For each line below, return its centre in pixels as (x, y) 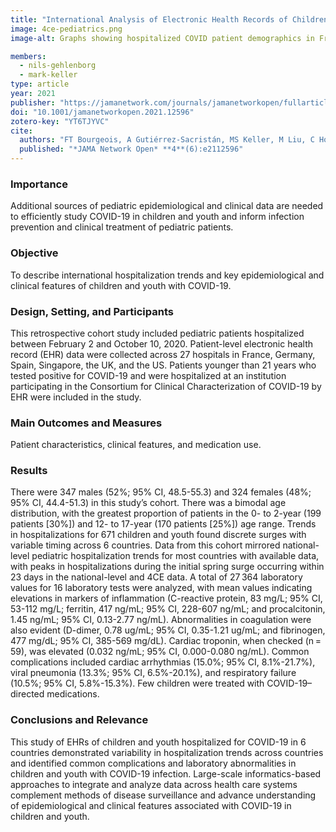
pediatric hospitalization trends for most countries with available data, (175, 556)
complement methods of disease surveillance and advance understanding (163, 795)
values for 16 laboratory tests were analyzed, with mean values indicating (161, 588)
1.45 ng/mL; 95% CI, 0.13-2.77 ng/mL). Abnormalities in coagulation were (161, 620)
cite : (21, 131)
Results (29, 471)
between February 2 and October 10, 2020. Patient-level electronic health (162, 343)
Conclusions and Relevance (79, 720)
